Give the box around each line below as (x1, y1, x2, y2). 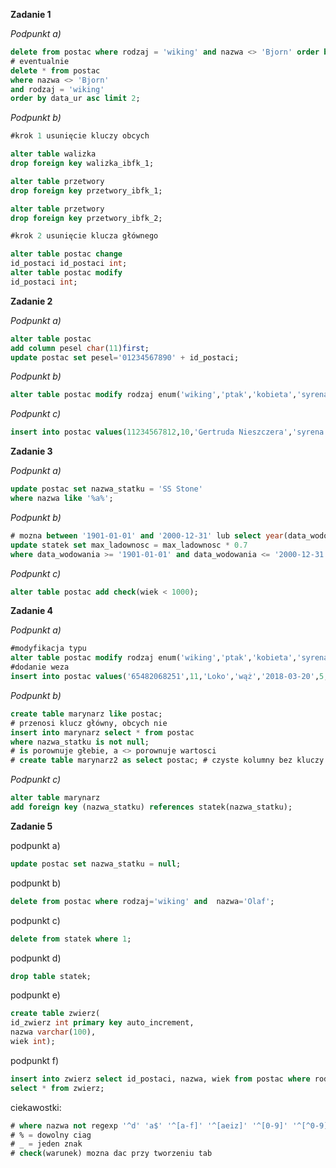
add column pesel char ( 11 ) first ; (10, 343, 150, 353)
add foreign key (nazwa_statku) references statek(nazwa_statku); (10, 802, 293, 812)
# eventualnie (10, 56, 70, 66)
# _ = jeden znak (10, 1139, 83, 1149)
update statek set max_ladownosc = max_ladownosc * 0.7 (10, 540, 248, 550)
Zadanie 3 (10, 445, 53, 458)
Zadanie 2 (10, 295, 53, 307)
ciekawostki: (10, 1101, 62, 1113)
